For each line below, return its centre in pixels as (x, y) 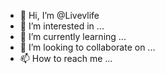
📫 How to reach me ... (66, 58)
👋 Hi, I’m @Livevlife (59, 15)
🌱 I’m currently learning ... (73, 36)
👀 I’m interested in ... (62, 26)
